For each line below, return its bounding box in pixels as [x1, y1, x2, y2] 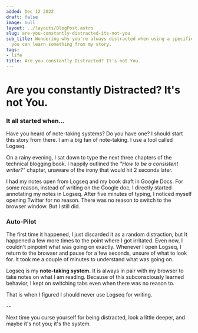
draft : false [6, 14, 38, 20]
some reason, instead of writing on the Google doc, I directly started [6, 184, 172, 191]
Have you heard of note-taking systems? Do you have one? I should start [6, 130, 183, 137]
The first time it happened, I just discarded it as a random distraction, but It [6, 231, 187, 238]
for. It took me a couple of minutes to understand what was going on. [6, 256, 174, 263]
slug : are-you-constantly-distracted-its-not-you [6, 31, 131, 36]
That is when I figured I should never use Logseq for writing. [6, 291, 153, 298]
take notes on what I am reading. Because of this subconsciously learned [6, 274, 184, 281]
